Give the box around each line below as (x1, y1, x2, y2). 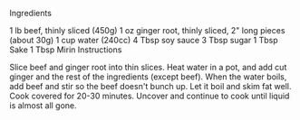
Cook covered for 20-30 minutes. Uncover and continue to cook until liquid (9, 90, 290, 101)
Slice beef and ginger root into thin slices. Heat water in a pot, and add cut (9, 62, 287, 72)
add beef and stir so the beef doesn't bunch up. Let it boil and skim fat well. (9, 81, 292, 91)
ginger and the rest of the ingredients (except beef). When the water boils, (9, 71, 287, 82)
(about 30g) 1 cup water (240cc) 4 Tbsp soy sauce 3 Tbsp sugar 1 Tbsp (9, 35, 278, 45)
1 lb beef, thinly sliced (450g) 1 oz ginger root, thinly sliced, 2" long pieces (9, 25, 285, 35)
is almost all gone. (9, 100, 77, 111)
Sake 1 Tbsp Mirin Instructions (9, 44, 122, 55)
